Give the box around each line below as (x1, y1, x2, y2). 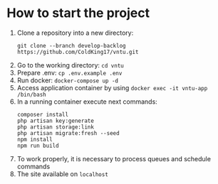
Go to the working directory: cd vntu (16, 60, 124, 69)
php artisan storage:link (16, 123, 94, 131)
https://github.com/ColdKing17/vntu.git (16, 48, 139, 55)
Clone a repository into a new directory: (16, 28, 134, 37)
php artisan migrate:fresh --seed (16, 129, 120, 136)
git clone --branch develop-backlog (16, 42, 126, 49)
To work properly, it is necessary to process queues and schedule (16, 154, 212, 163)
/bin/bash (16, 91, 47, 98)
